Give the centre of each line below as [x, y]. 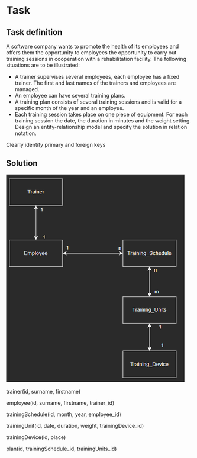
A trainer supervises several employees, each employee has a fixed [97, 77]
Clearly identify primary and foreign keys [56, 145]
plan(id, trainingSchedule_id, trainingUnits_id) [62, 449]
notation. [25, 133]
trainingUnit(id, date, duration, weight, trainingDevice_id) [75, 425]
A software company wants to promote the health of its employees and [93, 46]
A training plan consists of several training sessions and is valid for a [98, 102]
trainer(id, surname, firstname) [43, 391]
